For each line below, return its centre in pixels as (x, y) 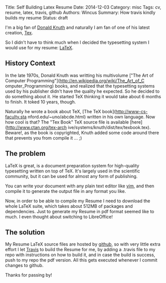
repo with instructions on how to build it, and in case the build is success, (80, 255)
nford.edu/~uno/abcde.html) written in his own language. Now (91, 117)
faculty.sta (16, 117)
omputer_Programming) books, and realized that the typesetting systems (80, 86)
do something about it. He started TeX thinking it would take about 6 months (83, 96)
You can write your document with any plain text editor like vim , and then (80, 186)
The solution (25, 232)
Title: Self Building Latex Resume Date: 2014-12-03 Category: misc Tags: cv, (83, 7)
